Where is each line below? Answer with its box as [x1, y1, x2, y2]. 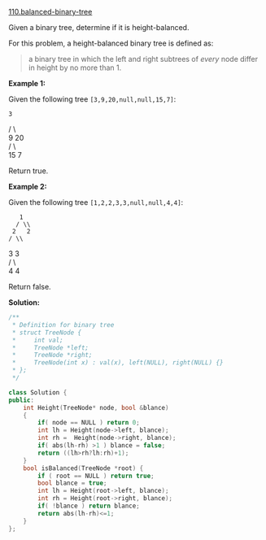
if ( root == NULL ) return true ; [37, 472, 155, 480]
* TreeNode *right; [11, 351, 93, 359]
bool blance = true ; [37, 479, 107, 487]
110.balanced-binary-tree [8, 7, 93, 16]
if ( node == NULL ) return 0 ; [37, 419, 140, 427]
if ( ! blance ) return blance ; [37, 502, 140, 510]
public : [8, 396, 35, 404]
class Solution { [8, 388, 68, 397]
